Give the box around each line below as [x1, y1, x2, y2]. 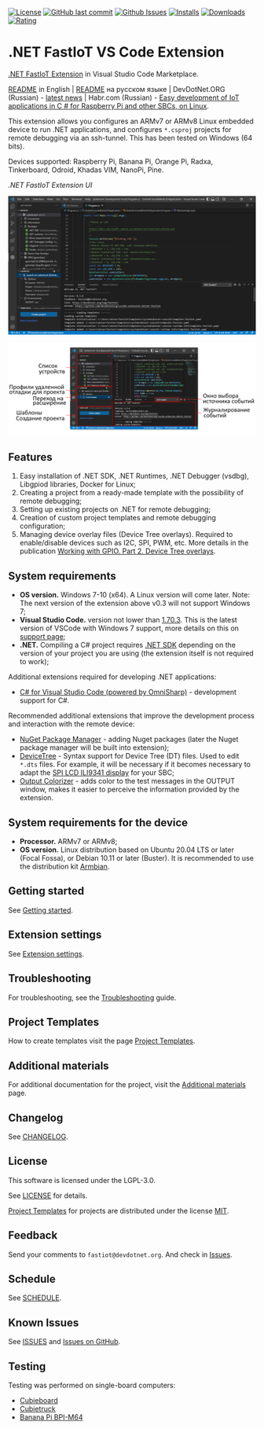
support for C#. [19, 696, 70, 705]
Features [8, 450, 53, 464]
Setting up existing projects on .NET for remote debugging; [19, 505, 211, 514]
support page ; [19, 632, 66, 641]
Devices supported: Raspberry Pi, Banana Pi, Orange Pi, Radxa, [8, 156, 214, 166]
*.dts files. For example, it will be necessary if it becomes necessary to [19, 759, 251, 770]
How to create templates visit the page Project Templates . [8, 1036, 196, 1045]
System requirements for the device [8, 816, 189, 829]
